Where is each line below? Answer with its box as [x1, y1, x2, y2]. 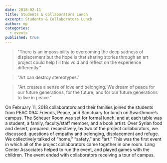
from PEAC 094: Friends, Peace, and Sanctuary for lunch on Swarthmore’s [5, 109, 158, 115]
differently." [17, 64, 41, 70]
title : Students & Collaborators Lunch [5, 12, 88, 17]
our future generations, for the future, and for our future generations [17, 89, 158, 95]
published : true [5, 35, 39, 40]
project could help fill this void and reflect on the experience [17, 59, 141, 65]
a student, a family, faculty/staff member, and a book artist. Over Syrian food [5, 120, 163, 126]
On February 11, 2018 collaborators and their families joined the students [5, 104, 154, 110]
